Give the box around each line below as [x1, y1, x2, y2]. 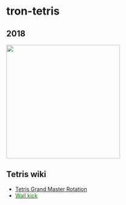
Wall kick [15, 192, 38, 199]
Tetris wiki [6, 169, 47, 180]
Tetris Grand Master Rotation [15, 185, 88, 192]
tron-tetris [6, 4, 60, 18]
